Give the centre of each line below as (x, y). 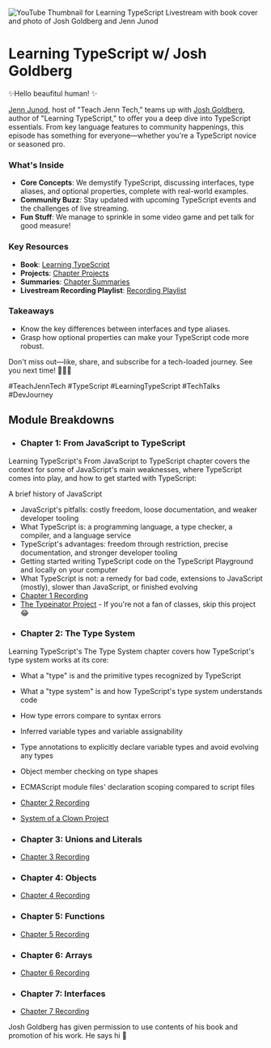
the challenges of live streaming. (74, 209)
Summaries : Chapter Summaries (75, 281)
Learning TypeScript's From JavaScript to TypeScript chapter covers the (129, 461)
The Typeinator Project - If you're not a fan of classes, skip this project (138, 604)
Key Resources (38, 247)
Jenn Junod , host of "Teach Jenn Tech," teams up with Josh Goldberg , (127, 109)
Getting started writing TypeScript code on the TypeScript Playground (136, 561)
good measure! (45, 226)
